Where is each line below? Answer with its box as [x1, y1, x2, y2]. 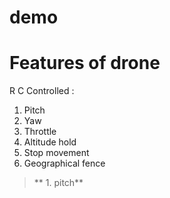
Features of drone [9, 52, 161, 75]
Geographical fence [23, 157, 106, 170]
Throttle [23, 126, 57, 138]
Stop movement [23, 147, 90, 159]
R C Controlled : [9, 85, 75, 97]
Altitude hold [23, 136, 77, 148]
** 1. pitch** [33, 177, 84, 189]
